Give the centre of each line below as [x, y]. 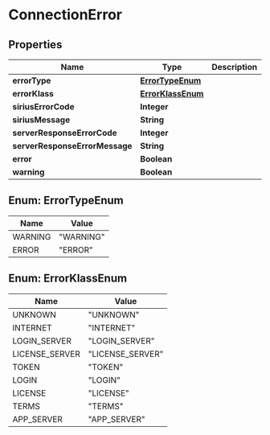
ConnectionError [65, 15]
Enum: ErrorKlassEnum [67, 279]
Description [235, 67]
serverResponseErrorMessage [72, 146]
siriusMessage [41, 120]
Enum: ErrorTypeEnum [66, 201]
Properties [35, 45]
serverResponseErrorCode [65, 133]
